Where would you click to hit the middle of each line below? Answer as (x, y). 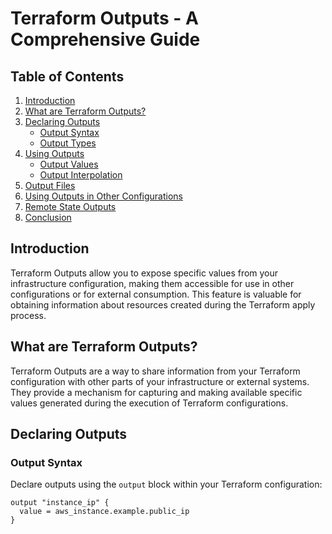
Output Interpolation (81, 175)
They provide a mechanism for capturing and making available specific (156, 392)
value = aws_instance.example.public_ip (104, 512)
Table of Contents (67, 76)
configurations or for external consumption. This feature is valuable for (156, 294)
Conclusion (48, 217)
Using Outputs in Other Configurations (103, 196)
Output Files (50, 185)
